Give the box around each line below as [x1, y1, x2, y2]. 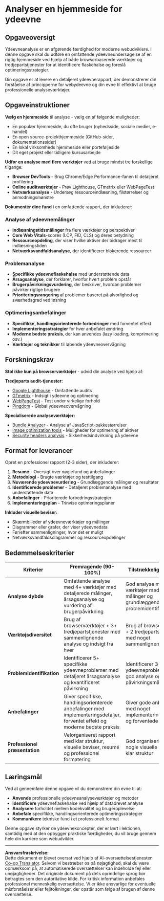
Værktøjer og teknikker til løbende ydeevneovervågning [12, 341, 126, 347]
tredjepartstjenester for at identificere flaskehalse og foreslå [5, 62, 126, 67]
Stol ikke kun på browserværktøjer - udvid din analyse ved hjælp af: [5, 368, 144, 374]
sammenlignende [63, 635, 103, 641]
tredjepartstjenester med [63, 628, 121, 635]
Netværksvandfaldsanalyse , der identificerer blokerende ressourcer [12, 248, 152, 254]
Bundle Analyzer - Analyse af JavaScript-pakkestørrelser [12, 422, 127, 428]
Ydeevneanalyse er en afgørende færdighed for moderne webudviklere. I [5, 46, 152, 52]
